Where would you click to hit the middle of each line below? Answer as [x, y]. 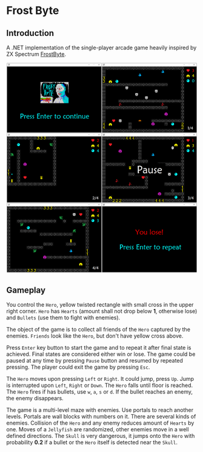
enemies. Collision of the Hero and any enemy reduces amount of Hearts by [100, 423]
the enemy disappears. [35, 398]
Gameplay [26, 290]
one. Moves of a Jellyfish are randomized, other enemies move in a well [98, 429]
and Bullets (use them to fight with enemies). [63, 318]
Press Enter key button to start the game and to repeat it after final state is [99, 348]
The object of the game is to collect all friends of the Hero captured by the [98, 330]
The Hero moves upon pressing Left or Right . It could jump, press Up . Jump [100, 379]
